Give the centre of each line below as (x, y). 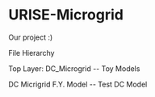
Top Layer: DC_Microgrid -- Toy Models (74, 68)
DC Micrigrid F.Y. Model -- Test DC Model (78, 84)
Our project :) (31, 37)
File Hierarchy (31, 53)
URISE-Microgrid (66, 15)
